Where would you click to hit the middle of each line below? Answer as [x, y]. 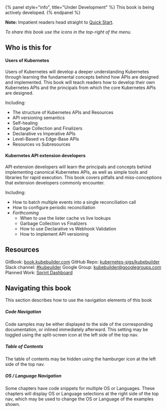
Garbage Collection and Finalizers [47, 128]
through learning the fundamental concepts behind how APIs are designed [82, 77]
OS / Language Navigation [33, 375]
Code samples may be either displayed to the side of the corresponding [79, 324]
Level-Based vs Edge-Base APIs [45, 139]
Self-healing [25, 123]
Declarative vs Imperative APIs [44, 133]
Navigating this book [38, 288]
